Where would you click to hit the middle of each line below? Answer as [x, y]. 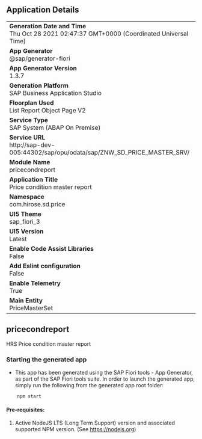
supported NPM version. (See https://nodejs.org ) [75, 429]
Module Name [30, 162]
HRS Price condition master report [49, 344]
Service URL [27, 137]
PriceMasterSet [31, 308]
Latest [18, 239]
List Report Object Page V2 [47, 110]
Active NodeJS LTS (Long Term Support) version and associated [95, 423]
